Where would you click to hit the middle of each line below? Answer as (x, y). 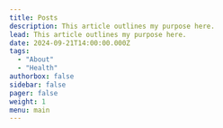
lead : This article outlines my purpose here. (98, 34)
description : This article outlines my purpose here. (112, 26)
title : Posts (34, 18)
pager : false (34, 93)
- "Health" (38, 69)
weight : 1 (28, 101)
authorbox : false (42, 77)
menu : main (30, 110)
